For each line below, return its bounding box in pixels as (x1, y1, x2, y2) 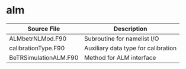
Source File (27, 25, 60, 33)
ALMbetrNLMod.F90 (9, 34, 67, 43)
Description (113, 25, 147, 33)
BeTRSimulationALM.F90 (9, 53, 79, 61)
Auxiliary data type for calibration (84, 44, 177, 52)
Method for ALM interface (84, 53, 156, 61)
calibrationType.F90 (9, 44, 65, 52)
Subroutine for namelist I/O (84, 34, 159, 43)
